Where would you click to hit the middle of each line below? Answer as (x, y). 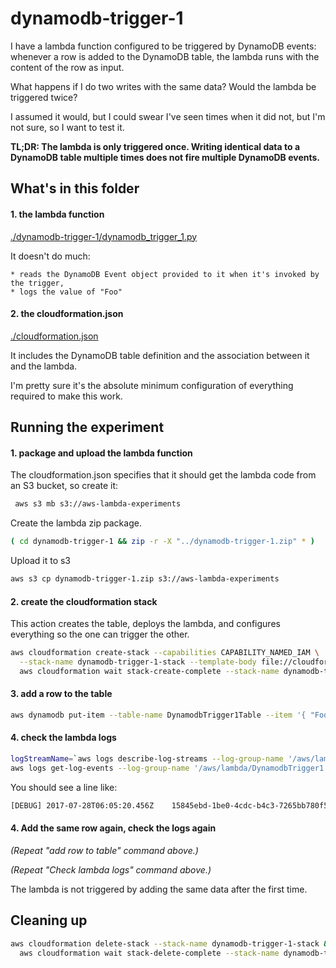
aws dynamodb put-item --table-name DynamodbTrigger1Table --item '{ (158, 715)
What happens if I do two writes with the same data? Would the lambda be (163, 86)
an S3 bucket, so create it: (64, 486)
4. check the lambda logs (63, 738)
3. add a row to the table (61, 694)
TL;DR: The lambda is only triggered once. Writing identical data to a (155, 146)
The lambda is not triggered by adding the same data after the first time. (159, 889)
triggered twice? (44, 97)
